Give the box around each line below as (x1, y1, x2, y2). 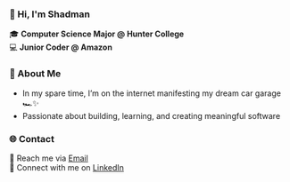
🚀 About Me (9, 67, 62, 80)
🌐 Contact (9, 132, 55, 145)
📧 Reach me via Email (9, 153, 89, 163)
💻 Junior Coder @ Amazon (9, 42, 113, 52)
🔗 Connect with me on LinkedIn (9, 162, 125, 172)
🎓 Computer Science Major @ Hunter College (9, 28, 185, 39)
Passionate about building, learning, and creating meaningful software (21, 110, 281, 121)
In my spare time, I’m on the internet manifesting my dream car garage (21, 88, 281, 99)
